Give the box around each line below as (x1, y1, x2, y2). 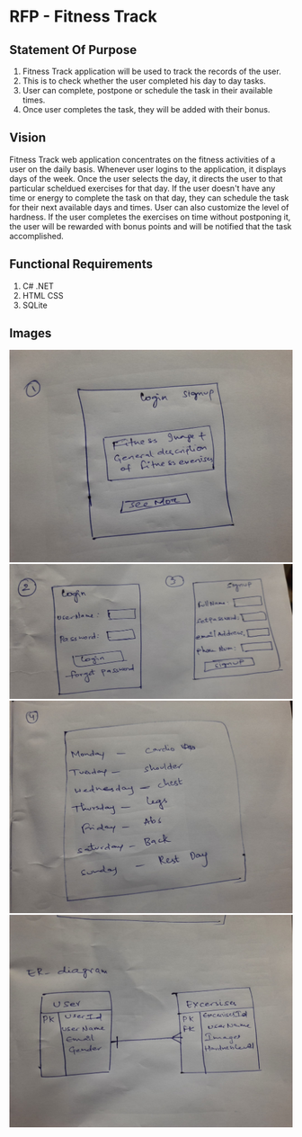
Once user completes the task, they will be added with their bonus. (22, 104, 271, 114)
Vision (9, 130, 47, 146)
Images (9, 326, 52, 341)
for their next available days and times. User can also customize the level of (9, 201, 289, 212)
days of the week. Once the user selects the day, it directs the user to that (9, 173, 283, 184)
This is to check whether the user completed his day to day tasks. (22, 76, 267, 86)
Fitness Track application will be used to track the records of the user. (22, 66, 281, 76)
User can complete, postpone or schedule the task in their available (22, 85, 273, 95)
